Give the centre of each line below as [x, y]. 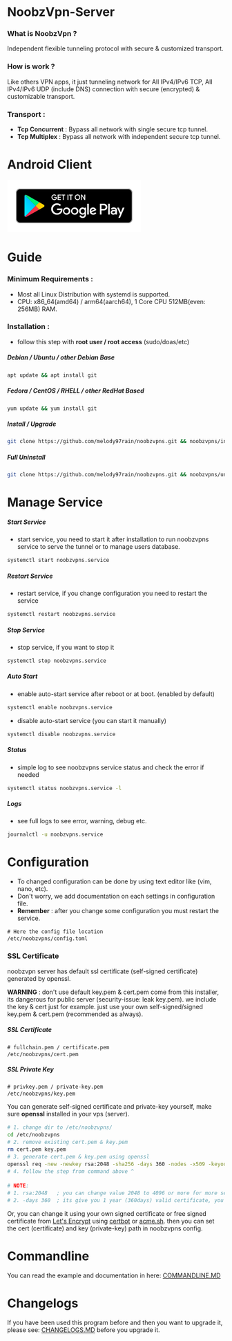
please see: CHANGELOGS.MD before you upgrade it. [84, 1330]
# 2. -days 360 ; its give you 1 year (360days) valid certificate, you [116, 1201]
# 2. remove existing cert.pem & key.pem [68, 1142]
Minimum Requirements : [50, 279]
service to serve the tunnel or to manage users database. [99, 547]
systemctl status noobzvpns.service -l [65, 788]
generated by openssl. [39, 978]
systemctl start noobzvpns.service [58, 561]
